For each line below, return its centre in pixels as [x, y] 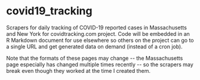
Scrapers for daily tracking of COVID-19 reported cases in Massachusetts [96, 27]
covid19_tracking [49, 11]
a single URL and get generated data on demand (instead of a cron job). [95, 47]
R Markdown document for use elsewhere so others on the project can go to [100, 40]
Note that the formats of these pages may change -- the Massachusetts [95, 58]
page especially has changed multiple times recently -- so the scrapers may [100, 64]
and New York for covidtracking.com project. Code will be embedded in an [98, 33]
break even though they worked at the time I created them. [79, 70]
